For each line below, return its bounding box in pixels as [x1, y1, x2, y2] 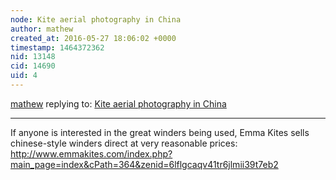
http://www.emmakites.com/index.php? [10, 147, 173, 160]
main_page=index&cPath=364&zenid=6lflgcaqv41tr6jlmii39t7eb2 [10, 158, 279, 170]
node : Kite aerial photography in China [10, 14, 182, 25]
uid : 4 [10, 71, 38, 81]
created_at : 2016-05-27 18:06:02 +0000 [10, 33, 177, 43]
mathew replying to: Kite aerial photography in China [10, 97, 227, 110]
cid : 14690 [10, 61, 56, 71]
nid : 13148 [10, 52, 56, 62]
